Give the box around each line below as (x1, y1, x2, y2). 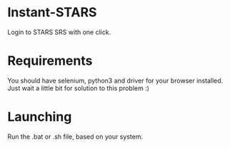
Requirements (7, 53, 93, 69)
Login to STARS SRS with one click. (7, 28, 111, 36)
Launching (7, 109, 72, 125)
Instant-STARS (7, 4, 97, 21)
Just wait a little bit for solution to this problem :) (7, 83, 150, 92)
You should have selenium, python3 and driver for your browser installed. (7, 76, 224, 85)
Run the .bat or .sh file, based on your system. (7, 132, 144, 141)
